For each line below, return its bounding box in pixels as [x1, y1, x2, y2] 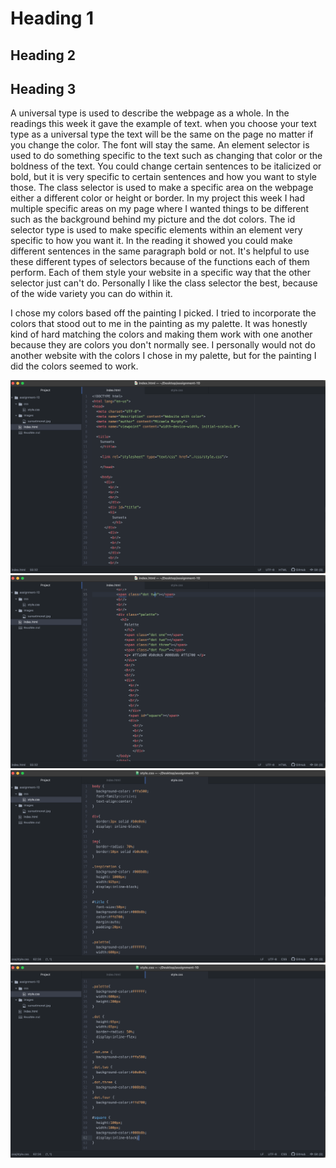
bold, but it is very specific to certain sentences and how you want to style [10, 171, 317, 183]
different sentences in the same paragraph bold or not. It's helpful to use [10, 245, 310, 257]
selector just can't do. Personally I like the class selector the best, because [10, 277, 318, 289]
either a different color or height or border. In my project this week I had [10, 192, 306, 204]
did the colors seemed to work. [10, 360, 139, 372]
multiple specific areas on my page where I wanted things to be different [10, 203, 310, 215]
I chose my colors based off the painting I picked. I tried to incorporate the [10, 307, 317, 319]
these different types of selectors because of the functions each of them [10, 256, 310, 268]
